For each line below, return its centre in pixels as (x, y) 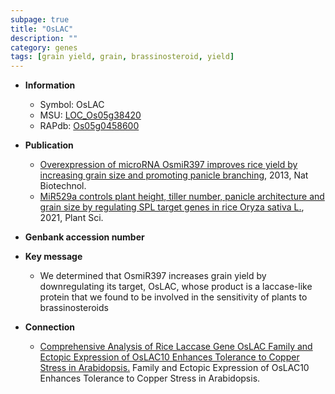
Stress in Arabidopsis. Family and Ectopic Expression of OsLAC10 (174, 368)
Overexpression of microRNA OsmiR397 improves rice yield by (168, 165)
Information (50, 85)
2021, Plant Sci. (71, 218)
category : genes (44, 47)
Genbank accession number (84, 237)
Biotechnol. (63, 186)
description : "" (44, 38)
